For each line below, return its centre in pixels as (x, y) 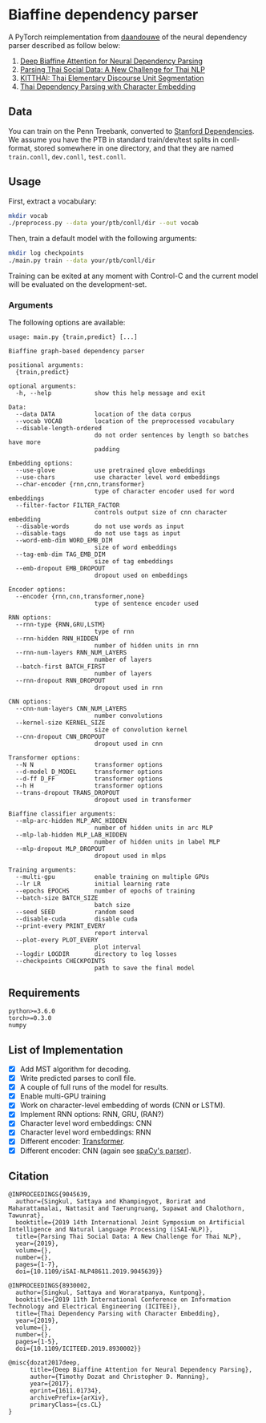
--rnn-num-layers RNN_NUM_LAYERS (71, 653)
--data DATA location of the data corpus (104, 414)
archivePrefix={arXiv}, (69, 1398)
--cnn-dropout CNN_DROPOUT (60, 737)
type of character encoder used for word (164, 492)
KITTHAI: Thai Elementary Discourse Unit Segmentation (112, 78)
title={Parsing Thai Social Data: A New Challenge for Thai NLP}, (129, 1237)
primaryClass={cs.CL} (66, 1405)
